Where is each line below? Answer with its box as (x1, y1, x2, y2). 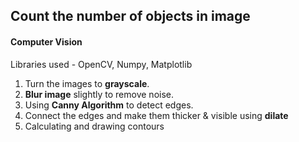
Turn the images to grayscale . (24, 77, 150, 89)
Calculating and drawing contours (24, 120, 165, 132)
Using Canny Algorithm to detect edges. (24, 99, 194, 111)
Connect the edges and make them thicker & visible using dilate (24, 109, 289, 121)
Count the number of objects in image (10, 8, 251, 25)
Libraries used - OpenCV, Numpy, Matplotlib (10, 58, 193, 70)
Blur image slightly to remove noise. (24, 88, 174, 100)
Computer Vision (10, 35, 83, 48)
